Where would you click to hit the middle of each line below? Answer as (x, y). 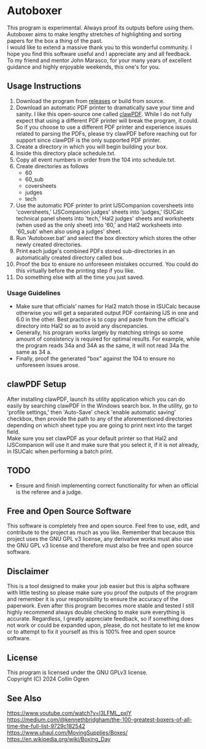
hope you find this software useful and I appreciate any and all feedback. (99, 53)
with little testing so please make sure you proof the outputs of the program (102, 592)
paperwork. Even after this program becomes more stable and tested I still (101, 606)
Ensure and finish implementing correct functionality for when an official (107, 485)
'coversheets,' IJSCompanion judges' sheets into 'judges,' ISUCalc (100, 212)
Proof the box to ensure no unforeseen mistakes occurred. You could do (107, 264)
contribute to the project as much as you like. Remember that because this (101, 532)
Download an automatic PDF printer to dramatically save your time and (105, 107)
